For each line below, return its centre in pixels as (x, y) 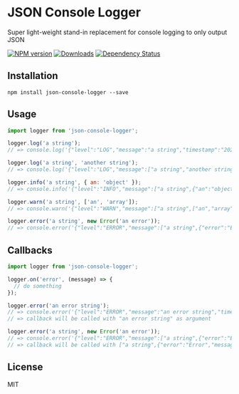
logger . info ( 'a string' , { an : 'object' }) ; (74, 182)
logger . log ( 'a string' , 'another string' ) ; (73, 163)
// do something (38, 286)
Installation (33, 76)
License (25, 367)
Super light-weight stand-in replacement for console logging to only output (117, 32)
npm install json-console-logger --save (68, 92)
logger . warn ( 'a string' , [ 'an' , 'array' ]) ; (73, 202)
